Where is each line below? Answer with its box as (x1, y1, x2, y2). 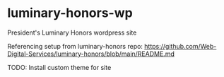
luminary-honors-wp (7, 5, 133, 21)
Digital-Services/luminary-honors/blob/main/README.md (7, 49, 175, 58)
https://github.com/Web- (144, 42, 217, 50)
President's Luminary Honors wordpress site (7, 28, 137, 37)
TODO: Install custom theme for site (7, 63, 112, 71)
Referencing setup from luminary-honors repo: (7, 42, 143, 50)
